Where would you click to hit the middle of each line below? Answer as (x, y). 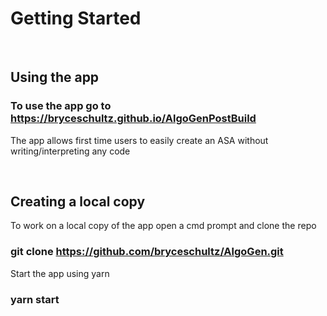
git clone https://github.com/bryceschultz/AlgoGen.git (147, 252)
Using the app (55, 77)
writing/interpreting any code (70, 151)
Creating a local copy (78, 202)
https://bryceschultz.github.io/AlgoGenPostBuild (133, 119)
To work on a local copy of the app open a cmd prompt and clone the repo (163, 226)
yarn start (35, 299)
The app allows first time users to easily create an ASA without (139, 140)
